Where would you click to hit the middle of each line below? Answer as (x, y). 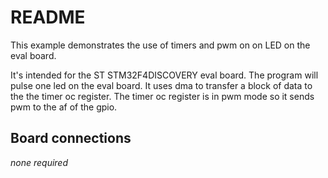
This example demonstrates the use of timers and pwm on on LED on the (160, 45)
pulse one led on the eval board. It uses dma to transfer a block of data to (161, 85)
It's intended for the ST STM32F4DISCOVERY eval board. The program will (164, 75)
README (48, 17)
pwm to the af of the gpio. (64, 107)
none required (39, 162)
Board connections (71, 138)
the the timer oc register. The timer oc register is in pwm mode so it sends (162, 96)
